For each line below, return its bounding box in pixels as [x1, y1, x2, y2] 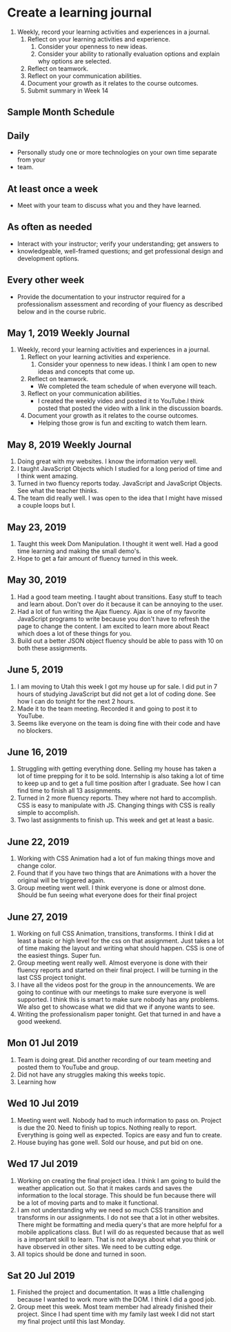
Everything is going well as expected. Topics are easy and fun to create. [17, 1130, 223, 1139]
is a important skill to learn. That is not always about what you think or [17, 1235, 216, 1244]
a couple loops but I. [17, 501, 76, 510]
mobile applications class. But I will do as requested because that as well [17, 1228, 224, 1236]
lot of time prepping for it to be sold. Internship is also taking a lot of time [17, 772, 224, 780]
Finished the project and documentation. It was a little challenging [17, 1288, 205, 1296]
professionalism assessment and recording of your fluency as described [17, 300, 223, 308]
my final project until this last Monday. [17, 1317, 125, 1326]
